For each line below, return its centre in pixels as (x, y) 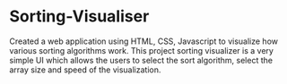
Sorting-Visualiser (79, 17)
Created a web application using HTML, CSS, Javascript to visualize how (143, 41)
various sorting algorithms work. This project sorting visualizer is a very (141, 50)
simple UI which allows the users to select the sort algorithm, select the (141, 60)
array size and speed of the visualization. (85, 70)
